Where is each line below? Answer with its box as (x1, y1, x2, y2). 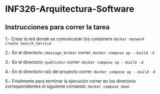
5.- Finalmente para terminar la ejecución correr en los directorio (5, 78, 136, 84)
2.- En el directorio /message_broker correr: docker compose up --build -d (5, 50, 155, 55)
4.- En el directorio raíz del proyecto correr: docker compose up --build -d (5, 69, 156, 74)
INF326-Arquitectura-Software (5, 3, 134, 15)
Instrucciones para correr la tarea (5, 23, 110, 31)
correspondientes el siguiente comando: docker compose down (5, 83, 130, 89)
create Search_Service (5, 41, 52, 46)
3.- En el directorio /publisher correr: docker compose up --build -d (5, 59, 144, 65)
